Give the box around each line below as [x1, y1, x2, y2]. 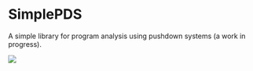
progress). [8, 39, 42, 48]
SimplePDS [8, 5, 82, 23]
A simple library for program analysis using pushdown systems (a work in [8, 31, 246, 41]
